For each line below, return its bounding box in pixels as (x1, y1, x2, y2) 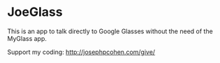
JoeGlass (7, 4, 63, 20)
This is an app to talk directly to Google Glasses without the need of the (7, 27, 213, 35)
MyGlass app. (7, 34, 47, 42)
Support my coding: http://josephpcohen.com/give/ (7, 48, 156, 56)
